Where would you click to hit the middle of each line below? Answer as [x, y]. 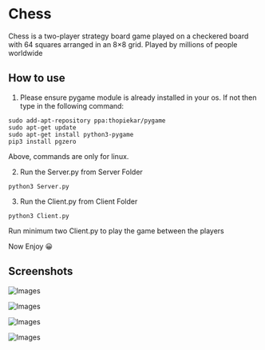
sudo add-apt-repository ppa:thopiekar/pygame [87, 121]
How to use [37, 78]
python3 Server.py [39, 186]
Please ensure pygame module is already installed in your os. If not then [138, 97]
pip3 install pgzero [43, 141]
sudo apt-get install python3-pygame [71, 134]
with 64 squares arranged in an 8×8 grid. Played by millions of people [123, 44]
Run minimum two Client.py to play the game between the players [117, 231]
